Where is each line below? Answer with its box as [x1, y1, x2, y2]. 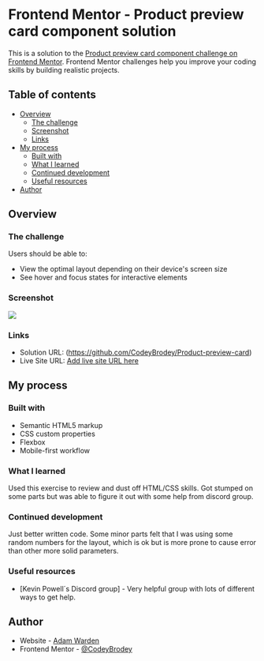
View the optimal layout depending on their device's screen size [19, 265, 228, 274]
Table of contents [8, 88, 96, 102]
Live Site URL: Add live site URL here [19, 356, 139, 366]
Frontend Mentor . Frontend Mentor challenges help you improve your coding [8, 57, 257, 66]
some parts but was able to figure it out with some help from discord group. [8, 492, 254, 501]
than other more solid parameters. [8, 546, 119, 556]
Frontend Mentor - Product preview [8, 6, 244, 24]
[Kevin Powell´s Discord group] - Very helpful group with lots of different [19, 584, 255, 593]
